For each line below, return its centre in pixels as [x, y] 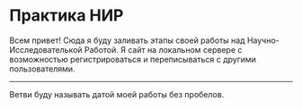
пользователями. [42, 69]
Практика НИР [67, 16]
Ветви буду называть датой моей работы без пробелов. [117, 94]
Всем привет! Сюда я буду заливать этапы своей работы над [127, 40]
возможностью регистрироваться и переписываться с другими [133, 59]
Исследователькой [46, 49]
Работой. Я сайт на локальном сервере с [163, 49]
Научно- [263, 40]
